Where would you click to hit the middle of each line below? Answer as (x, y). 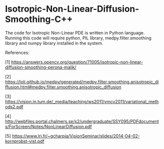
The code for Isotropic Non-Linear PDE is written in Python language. (75, 33)
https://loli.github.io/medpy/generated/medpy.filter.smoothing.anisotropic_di (82, 82)
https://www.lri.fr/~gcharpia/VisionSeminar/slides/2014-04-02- (76, 136)
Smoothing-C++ (39, 19)
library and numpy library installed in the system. (54, 43)
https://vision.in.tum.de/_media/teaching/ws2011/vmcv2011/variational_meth (82, 101)
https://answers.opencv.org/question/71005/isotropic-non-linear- (77, 62)
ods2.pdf (14, 107)
